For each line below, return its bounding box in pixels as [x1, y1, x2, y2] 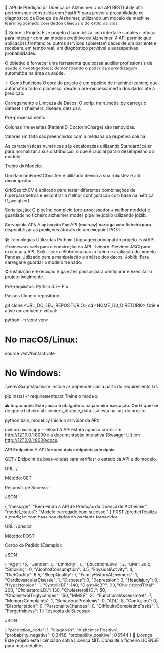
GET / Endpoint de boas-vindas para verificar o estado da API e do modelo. [5, 456, 158, 462]
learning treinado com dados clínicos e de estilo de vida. [5, 20, 119, 26]
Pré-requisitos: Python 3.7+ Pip [5, 284, 69, 289]
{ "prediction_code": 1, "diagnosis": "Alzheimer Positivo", [5, 627, 119, 633]
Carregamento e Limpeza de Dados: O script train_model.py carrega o [5, 100, 147, 106]
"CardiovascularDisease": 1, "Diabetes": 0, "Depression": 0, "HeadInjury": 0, [5, 577, 158, 583]
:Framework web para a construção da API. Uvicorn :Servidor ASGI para [5, 244, 151, 249]
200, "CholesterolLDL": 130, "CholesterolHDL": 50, [5, 587, 106, 593]
